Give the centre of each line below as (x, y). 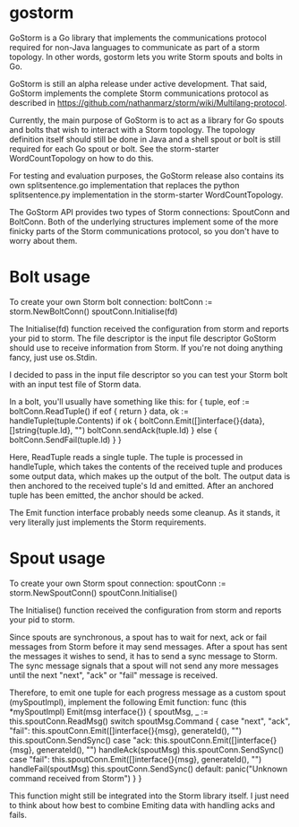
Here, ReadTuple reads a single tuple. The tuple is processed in (126, 457)
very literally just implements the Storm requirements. (108, 522)
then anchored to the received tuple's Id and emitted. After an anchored (142, 485)
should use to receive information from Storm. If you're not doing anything (146, 347)
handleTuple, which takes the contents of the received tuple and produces (146, 466)
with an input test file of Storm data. (75, 384)
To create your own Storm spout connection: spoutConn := (118, 583)
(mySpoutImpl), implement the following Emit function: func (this (128, 701)
